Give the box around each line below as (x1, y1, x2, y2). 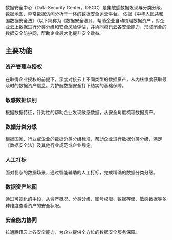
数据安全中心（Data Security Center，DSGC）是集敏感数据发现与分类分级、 (5, 5, 165, 10)
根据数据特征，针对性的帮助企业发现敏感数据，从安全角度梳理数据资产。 (5, 109, 158, 115)
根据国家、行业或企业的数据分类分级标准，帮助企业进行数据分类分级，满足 (5, 136, 162, 142)
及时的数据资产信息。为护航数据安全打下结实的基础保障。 (5, 82, 126, 88)
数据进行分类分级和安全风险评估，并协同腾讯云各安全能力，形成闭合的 (18, 24, 167, 30)
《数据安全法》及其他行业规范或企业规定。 (5, 142, 95, 149)
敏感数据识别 (5, 97, 37, 104)
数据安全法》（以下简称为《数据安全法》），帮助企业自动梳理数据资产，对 (9, 17, 160, 23)
